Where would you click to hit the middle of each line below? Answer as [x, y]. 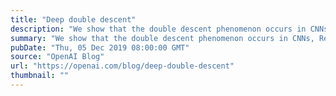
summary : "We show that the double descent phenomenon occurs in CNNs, [162, 38]
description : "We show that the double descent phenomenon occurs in [158, 29]
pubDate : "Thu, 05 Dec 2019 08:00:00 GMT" [100, 47]
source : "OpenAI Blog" [57, 57]
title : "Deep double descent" [73, 19]
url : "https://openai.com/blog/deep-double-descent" [122, 66]
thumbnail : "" [40, 76]
